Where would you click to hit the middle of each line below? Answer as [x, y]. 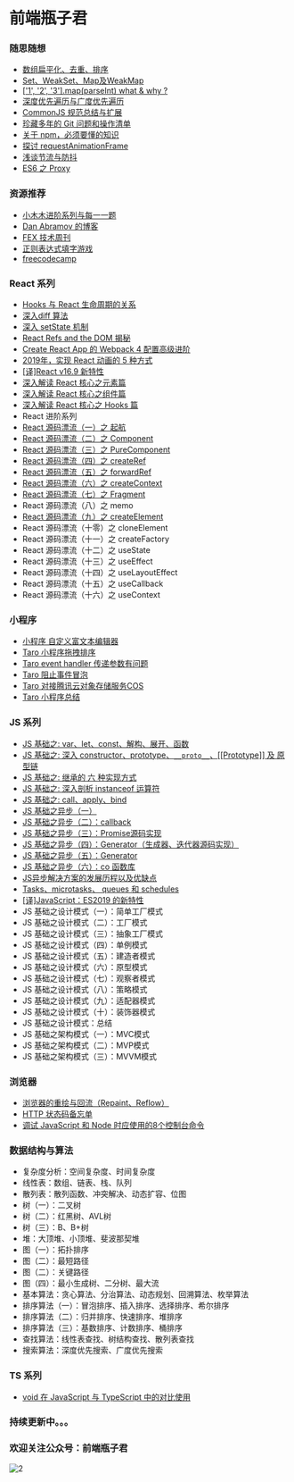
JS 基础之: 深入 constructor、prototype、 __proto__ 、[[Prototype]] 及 [148, 755]
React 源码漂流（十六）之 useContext [91, 595]
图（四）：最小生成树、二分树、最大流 [90, 1284]
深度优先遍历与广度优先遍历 [73, 101]
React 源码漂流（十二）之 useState [86, 550]
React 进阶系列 [49, 416]
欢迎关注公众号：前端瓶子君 [69, 1448]
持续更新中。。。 [41, 1422]
